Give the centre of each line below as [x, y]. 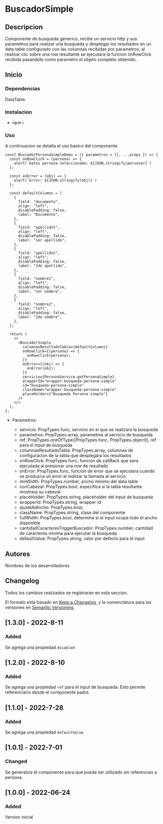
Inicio [14, 75]
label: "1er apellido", [42, 240]
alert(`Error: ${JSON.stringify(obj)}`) [55, 181]
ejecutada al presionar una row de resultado [64, 466]
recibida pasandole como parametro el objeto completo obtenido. [71, 59]
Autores [18, 554]
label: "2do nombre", [40, 317]
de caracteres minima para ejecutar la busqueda [68, 534]
